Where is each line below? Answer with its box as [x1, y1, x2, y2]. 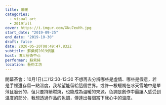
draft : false [5, 39, 32, 44]
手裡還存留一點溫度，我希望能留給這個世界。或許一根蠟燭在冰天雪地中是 [9, 82, 157, 89]
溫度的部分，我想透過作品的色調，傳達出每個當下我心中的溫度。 [5, 95, 135, 101]
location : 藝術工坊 [5, 62, 42, 67]
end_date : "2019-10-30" [5, 35, 54, 40]
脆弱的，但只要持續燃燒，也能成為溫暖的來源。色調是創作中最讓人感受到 [13, 89, 161, 95]
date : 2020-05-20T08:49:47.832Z [5, 44, 72, 49]
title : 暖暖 [5, 7, 28, 12]
